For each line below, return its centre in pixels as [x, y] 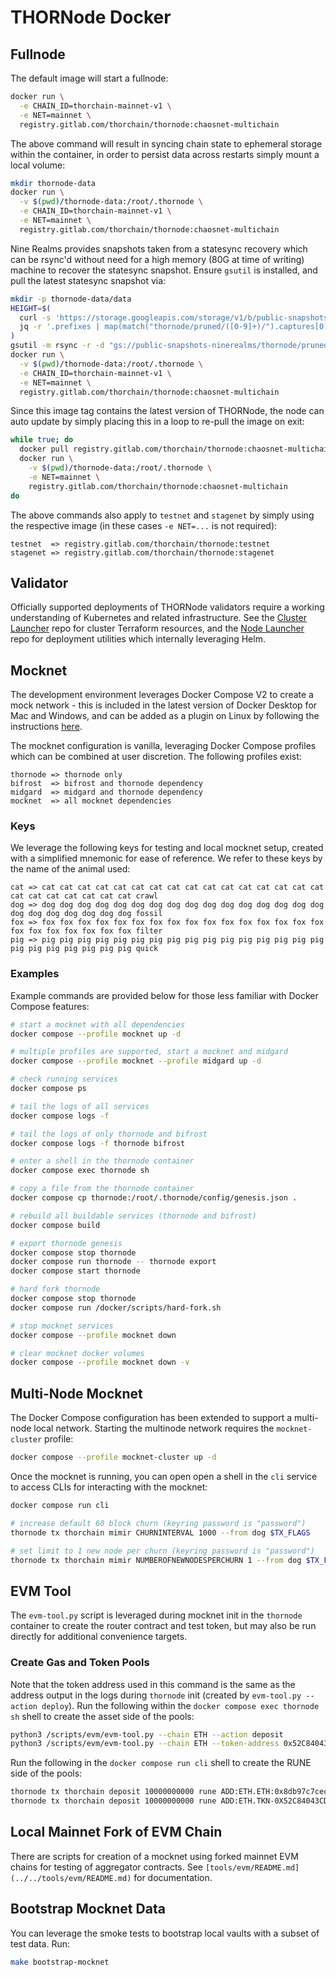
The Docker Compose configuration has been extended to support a [151, 1418]
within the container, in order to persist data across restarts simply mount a [165, 154]
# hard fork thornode [55, 1289]
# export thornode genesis [66, 1243]
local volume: [38, 165]
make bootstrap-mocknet [60, 1962]
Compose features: [50, 1006]
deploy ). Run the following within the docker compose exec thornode [180, 1705]
